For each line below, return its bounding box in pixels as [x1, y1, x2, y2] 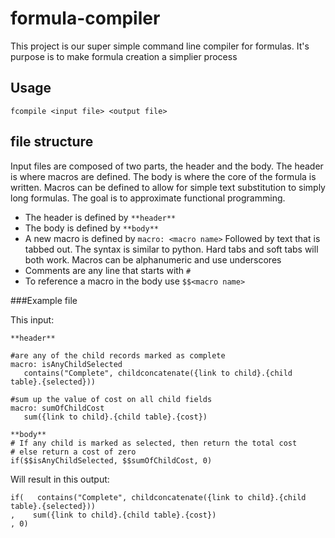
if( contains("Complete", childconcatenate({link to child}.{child [10, 492, 307, 502]
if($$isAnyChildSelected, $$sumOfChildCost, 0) [10, 455, 213, 466]
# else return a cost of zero [10, 447, 137, 457]
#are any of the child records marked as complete [10, 350, 226, 361]
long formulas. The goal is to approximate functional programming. [10, 192, 286, 204]
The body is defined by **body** [24, 222, 159, 234]
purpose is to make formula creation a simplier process [10, 50, 238, 62]
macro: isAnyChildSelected [10, 359, 123, 369]
